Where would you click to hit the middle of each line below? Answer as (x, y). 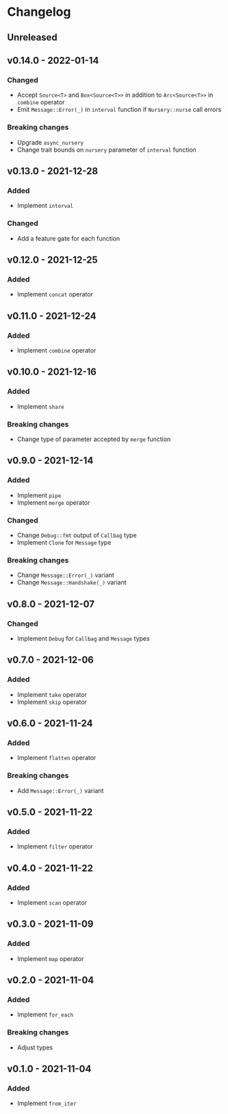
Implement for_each (45, 1015)
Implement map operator (50, 958)
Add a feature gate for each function (68, 238)
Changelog (39, 12)
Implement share (40, 406)
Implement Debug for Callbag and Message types (83, 638)
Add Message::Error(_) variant (60, 790)
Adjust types (35, 1047)
